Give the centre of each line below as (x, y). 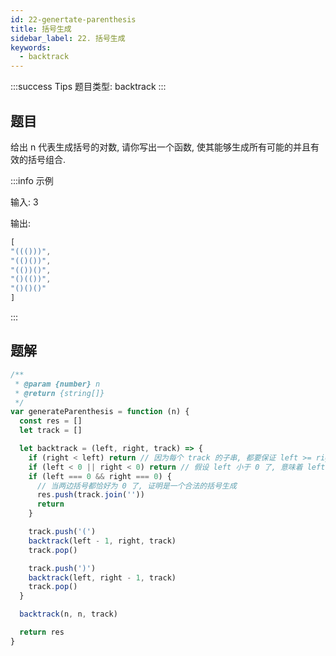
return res (42, 632)
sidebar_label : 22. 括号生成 (68, 38)
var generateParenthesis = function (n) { (100, 412)
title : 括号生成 (41, 29)
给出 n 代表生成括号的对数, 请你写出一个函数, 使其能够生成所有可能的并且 (161, 147)
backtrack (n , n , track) (68, 614)
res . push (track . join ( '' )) (90, 495)
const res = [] (51, 421)
